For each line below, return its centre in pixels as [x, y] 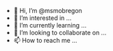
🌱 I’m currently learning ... [50, 25]
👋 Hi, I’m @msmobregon [48, 11]
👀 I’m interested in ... [42, 18]
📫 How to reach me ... [45, 40]
